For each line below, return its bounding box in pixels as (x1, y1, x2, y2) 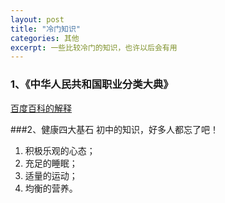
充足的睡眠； (24, 157, 78, 169)
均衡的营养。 (24, 182, 78, 194)
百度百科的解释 (10, 102, 72, 114)
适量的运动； (24, 169, 78, 181)
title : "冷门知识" (10, 24, 82, 34)
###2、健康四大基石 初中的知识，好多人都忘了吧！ (10, 123, 220, 135)
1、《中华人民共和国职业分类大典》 (10, 77, 174, 91)
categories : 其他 (10, 33, 80, 43)
